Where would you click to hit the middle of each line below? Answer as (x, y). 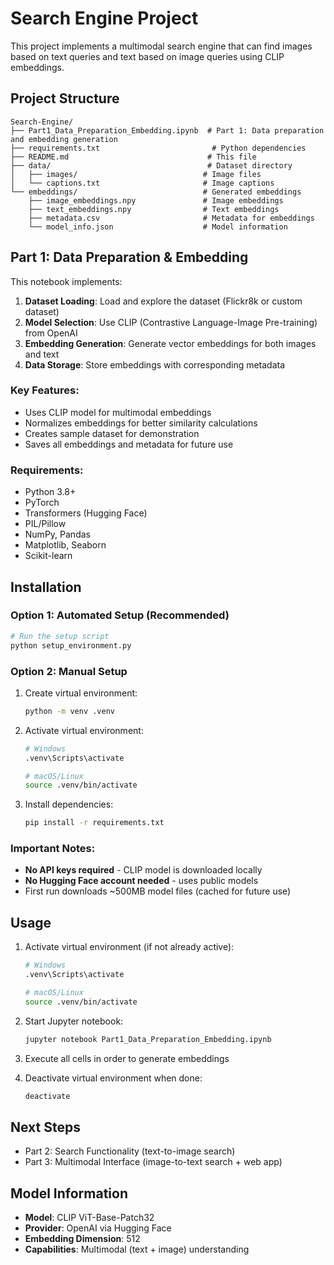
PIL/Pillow (45, 524)
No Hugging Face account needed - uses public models (141, 881)
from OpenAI (51, 333)
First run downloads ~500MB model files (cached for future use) (158, 891)
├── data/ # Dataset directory (151, 165)
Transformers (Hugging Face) (86, 513)
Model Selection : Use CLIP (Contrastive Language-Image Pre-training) (171, 322)
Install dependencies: (69, 804)
